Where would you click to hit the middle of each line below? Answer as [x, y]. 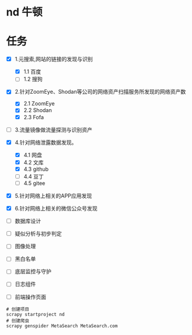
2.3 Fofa [34, 117]
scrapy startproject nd [36, 314]
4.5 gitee [34, 183]
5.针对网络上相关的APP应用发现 [53, 196]
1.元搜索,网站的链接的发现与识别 [54, 59]
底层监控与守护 [33, 272]
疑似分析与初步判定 [38, 234]
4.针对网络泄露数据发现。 [46, 142]
